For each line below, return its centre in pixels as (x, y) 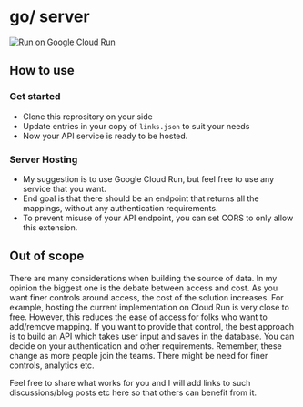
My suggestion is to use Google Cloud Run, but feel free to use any (148, 178)
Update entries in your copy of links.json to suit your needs (136, 126)
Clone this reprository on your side (87, 117)
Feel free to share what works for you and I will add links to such (130, 382)
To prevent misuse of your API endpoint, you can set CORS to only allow (158, 218)
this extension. (50, 227)
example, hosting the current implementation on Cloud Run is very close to (149, 307)
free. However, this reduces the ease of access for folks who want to (139, 317)
